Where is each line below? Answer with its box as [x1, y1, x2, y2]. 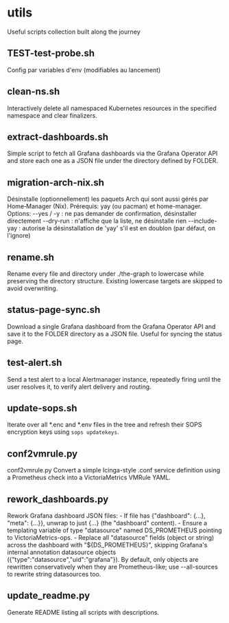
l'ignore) [7, 232, 31, 240]
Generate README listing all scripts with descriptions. [7, 608, 160, 616]
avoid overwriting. [7, 284, 58, 292]
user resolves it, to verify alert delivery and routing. [7, 382, 152, 391]
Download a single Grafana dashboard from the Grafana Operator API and [7, 322, 216, 331]
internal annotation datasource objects [7, 548, 117, 556]
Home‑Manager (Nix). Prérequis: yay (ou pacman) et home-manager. [7, 202, 202, 210]
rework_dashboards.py [7, 493, 109, 505]
